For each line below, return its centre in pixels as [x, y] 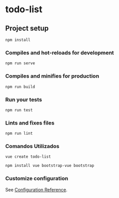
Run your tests [24, 100]
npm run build [20, 87]
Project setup [27, 28]
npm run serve [20, 63]
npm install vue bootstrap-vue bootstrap [50, 166]
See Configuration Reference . [36, 189]
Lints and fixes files [30, 122]
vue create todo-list [28, 157]
